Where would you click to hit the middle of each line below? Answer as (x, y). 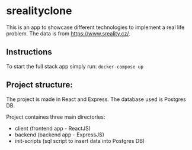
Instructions (29, 52)
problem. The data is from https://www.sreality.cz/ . (68, 33)
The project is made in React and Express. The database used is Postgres (96, 99)
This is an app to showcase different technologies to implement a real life (95, 27)
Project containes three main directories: (56, 117)
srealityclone (39, 11)
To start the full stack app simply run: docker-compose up (75, 66)
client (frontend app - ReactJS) (52, 128)
